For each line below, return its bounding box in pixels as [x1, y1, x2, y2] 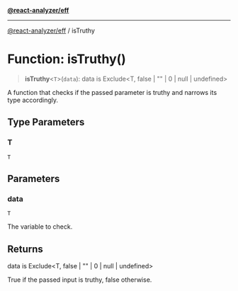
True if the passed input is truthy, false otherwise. [7, 275, 152, 284]
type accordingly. [7, 96, 59, 104]
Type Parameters [7, 116, 85, 128]
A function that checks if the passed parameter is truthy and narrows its [7, 88, 217, 96]
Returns [7, 243, 44, 255]
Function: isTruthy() [7, 51, 126, 67]
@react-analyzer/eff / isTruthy [7, 26, 96, 35]
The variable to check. [7, 222, 73, 231]
